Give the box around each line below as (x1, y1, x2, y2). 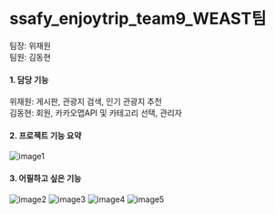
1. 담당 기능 (9, 74, 49, 85)
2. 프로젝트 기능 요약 (9, 129, 82, 141)
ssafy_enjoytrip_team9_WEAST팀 (9, 8, 267, 29)
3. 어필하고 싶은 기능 (9, 172, 82, 183)
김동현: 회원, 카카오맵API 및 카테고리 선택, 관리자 (9, 107, 182, 118)
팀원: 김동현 (9, 51, 52, 62)
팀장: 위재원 (9, 40, 52, 51)
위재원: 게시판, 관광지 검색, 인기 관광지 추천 (9, 97, 162, 107)
